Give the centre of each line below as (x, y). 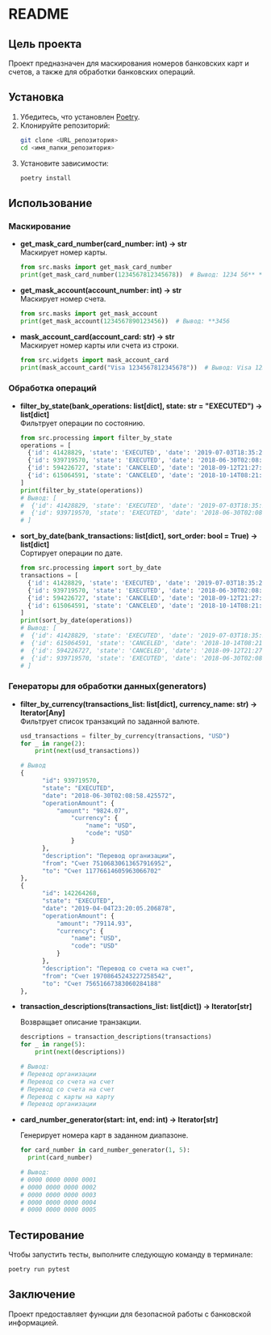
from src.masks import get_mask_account (89, 313)
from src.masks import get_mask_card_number (96, 268)
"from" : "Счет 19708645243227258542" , (107, 976)
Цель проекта (45, 44)
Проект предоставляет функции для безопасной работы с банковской (130, 1314)
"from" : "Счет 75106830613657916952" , (107, 863)
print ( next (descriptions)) (80, 1052)
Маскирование (40, 226)
